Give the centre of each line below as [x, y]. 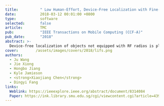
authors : [14, 55]
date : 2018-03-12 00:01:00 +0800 [50, 14]
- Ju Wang [19, 60]
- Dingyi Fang [24, 82]
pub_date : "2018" [29, 37]
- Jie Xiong [22, 64]
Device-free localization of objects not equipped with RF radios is [82, 46]
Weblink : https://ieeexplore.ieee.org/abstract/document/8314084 [77, 91]
